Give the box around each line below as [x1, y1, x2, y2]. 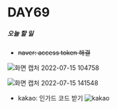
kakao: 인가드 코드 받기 [17, 94, 83, 103]
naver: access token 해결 [17, 48, 91, 57]
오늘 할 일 [7, 29, 34, 38]
